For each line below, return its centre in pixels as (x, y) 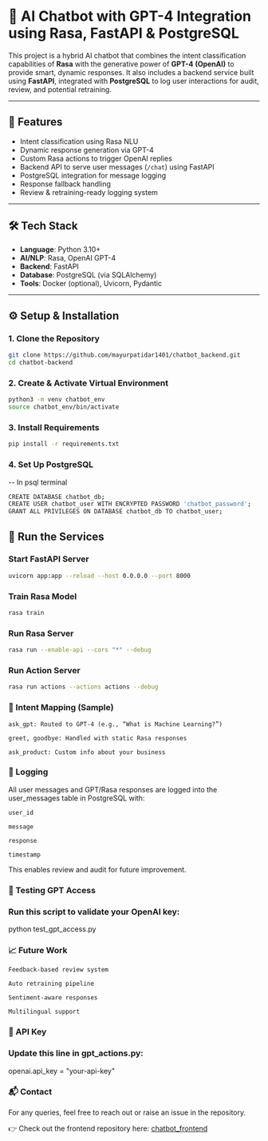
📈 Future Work (38, 950)
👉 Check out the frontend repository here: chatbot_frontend (108, 1128)
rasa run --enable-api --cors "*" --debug (80, 650)
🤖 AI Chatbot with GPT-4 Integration (130, 16)
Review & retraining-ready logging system (89, 192)
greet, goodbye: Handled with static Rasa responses (98, 738)
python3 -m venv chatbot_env (57, 400)
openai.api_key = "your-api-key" (62, 1071)
